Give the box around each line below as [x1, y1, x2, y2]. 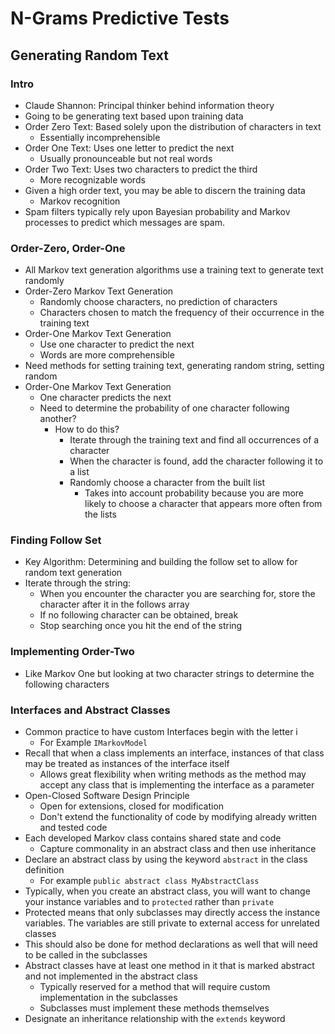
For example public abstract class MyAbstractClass [39, 875, 260, 887]
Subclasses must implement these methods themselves [39, 1002, 270, 1014]
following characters [24, 678, 110, 690]
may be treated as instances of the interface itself [24, 758, 230, 770]
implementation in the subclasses [39, 992, 178, 1004]
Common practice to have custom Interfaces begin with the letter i [24, 726, 298, 738]
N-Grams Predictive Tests [10, 7, 230, 30]
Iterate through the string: [24, 577, 132, 589]
